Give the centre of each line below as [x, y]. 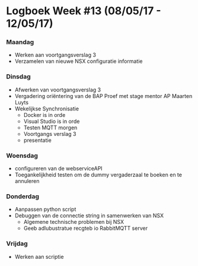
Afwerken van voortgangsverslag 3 [58, 90]
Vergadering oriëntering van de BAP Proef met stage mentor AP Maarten [103, 96]
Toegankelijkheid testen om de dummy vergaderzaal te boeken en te [98, 175]
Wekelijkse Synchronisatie [47, 109]
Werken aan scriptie [39, 256]
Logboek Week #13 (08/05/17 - [84, 11]
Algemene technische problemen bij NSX [74, 222]
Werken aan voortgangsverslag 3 [55, 55]
